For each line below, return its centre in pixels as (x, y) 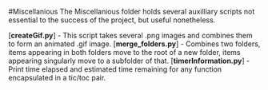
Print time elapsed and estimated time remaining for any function (115, 69)
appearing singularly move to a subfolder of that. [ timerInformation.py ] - (129, 61)
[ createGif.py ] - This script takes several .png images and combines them (131, 35)
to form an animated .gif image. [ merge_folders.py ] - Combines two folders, (134, 44)
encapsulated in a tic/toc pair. (57, 78)
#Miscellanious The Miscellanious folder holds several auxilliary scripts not (132, 12)
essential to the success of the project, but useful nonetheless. (112, 20)
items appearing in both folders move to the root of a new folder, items (124, 52)
